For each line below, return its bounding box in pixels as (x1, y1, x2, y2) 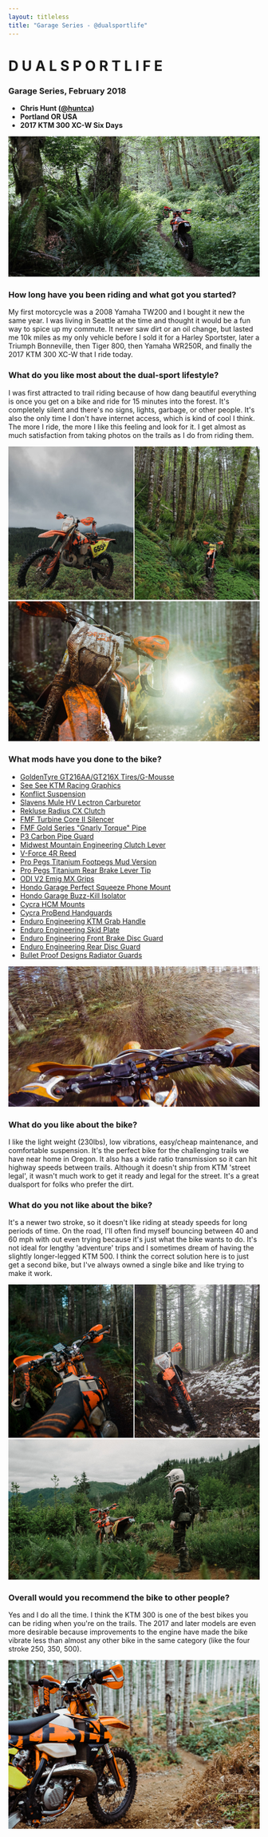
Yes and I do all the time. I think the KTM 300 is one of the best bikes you (8, 1610, 249, 1620)
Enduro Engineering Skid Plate (19, 924, 120, 934)
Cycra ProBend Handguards (19, 908, 112, 917)
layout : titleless (8, 13, 69, 21)
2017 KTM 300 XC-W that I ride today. (8, 350, 133, 360)
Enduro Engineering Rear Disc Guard (19, 941, 141, 951)
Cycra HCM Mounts (19, 899, 85, 909)
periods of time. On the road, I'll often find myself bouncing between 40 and (8, 1227, 258, 1236)
